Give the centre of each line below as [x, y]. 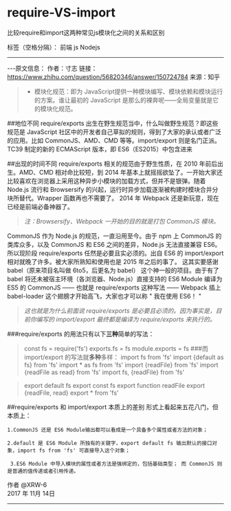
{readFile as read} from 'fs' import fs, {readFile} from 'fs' [104, 372]
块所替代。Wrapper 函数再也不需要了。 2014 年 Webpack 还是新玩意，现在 [113, 198]
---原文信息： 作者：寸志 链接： [52, 68]
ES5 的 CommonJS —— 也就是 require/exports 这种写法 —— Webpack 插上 [114, 287]
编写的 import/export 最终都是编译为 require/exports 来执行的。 [126, 319]
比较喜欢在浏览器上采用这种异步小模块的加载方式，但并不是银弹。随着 [107, 181]
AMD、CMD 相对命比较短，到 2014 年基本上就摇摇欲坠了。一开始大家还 [121, 172]
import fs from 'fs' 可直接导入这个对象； [74, 450]
